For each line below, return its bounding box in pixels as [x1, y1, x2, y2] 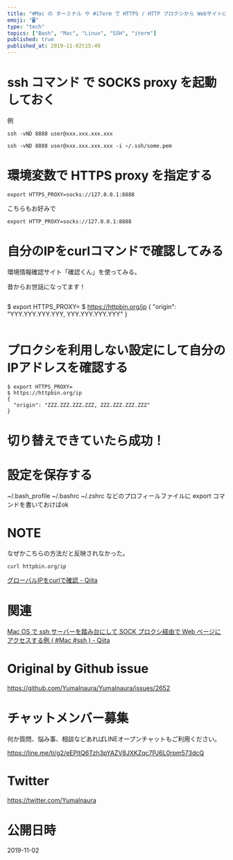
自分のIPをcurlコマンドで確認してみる [7, 244, 224, 260]
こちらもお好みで [7, 204, 56, 212]
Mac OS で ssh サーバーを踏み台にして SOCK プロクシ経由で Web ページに [7, 627, 222, 635]
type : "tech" [7, 23, 45, 30]
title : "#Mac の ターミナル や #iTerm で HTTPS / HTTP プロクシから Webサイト [7, 10, 223, 17]
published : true [7, 36, 54, 43]
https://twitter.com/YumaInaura [7, 796, 97, 804]
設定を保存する [7, 468, 93, 484]
